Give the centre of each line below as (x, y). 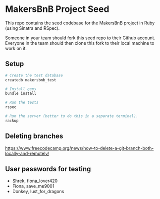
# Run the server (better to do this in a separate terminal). (72, 116)
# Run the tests (22, 103)
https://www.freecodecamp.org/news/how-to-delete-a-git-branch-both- (80, 148)
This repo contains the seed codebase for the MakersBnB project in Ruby (80, 23)
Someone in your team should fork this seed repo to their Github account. (80, 38)
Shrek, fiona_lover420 (35, 181)
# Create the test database (34, 75)
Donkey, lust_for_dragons (38, 192)
